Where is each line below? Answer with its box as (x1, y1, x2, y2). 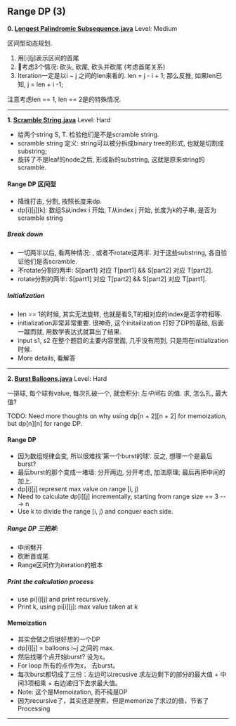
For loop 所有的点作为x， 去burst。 (17, 661, 119, 670)
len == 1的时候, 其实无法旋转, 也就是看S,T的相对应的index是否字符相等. (17, 309, 223, 318)
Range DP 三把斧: (7, 524, 59, 533)
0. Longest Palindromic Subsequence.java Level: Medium (7, 24, 178, 32)
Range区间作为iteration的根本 (17, 561, 103, 569)
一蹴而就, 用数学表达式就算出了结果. (17, 327, 122, 336)
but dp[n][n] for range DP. (7, 419, 83, 427)
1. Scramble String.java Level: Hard (7, 115, 111, 124)
